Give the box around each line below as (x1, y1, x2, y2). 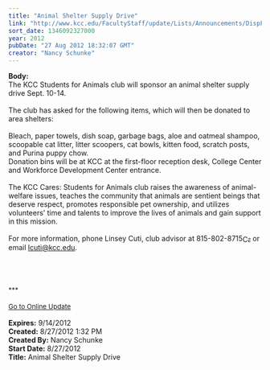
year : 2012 (8, 34, 45, 43)
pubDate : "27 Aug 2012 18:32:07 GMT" (8, 42, 135, 50)
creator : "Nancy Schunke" (8, 49, 95, 57)
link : (8, 19, 27, 27)
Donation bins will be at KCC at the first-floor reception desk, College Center (8, 157, 262, 166)
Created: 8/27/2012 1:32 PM (8, 327, 103, 336)
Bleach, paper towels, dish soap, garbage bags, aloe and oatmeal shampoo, (8, 131, 260, 141)
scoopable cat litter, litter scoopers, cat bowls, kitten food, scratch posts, (8, 140, 250, 149)
